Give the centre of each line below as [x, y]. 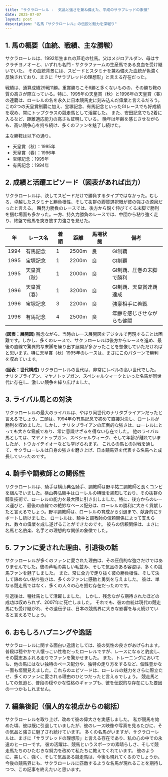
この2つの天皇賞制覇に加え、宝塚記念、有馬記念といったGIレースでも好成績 [83, 107]
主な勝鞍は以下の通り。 [29, 136]
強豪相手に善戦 [130, 304]
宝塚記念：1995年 [30, 159]
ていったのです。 [31, 456]
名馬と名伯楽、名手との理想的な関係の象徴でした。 [58, 530]
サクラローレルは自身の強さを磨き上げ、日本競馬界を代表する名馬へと [86, 450]
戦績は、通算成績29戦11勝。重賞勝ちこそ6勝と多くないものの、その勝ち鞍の [83, 88]
